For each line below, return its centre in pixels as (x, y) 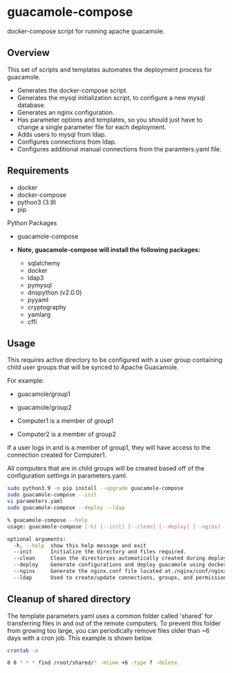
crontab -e (23, 650)
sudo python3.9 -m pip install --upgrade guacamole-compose (96, 489)
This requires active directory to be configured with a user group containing (115, 360)
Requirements (38, 171)
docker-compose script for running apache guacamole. (86, 31)
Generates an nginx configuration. (66, 112)
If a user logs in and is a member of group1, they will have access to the (109, 448)
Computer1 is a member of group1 (65, 421)
